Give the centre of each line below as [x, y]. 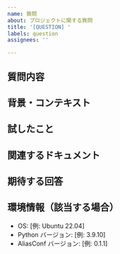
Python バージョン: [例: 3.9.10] [61, 234]
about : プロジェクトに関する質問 [50, 20]
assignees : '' [28, 40]
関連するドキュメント [54, 155]
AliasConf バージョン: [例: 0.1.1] [62, 243]
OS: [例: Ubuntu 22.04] [51, 226]
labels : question [33, 34]
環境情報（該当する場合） [63, 208]
